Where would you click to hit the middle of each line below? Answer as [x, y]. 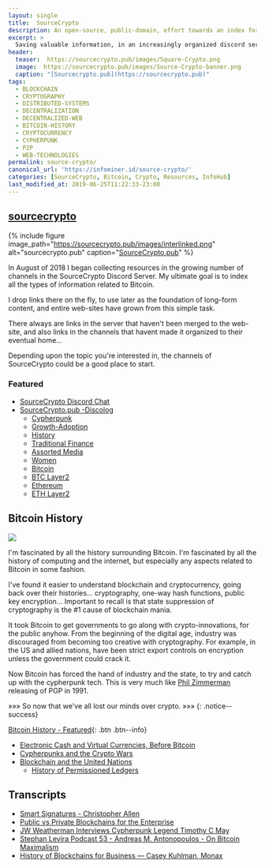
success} [23, 714]
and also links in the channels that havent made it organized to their [133, 332]
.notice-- [218, 706]
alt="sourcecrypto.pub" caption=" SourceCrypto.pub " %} [101, 252]
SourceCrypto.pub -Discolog [67, 410]
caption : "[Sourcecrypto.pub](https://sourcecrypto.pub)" [113, 74]
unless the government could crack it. [70, 658]
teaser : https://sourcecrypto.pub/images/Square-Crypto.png [118, 60]
